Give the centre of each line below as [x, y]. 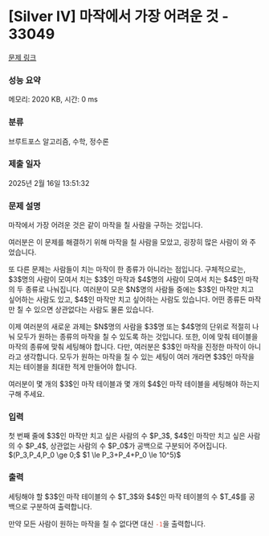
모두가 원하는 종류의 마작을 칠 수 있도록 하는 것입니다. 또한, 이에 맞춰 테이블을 [137, 337]
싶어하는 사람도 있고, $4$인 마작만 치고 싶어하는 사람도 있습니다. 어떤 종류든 [127, 299]
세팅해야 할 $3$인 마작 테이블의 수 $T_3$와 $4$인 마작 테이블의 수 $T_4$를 [128, 497]
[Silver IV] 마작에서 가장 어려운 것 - [118, 16]
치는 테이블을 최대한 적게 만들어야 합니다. [73, 367]
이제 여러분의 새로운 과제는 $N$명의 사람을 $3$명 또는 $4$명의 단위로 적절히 [130, 327]
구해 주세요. [27, 394]
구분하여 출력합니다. [61, 506]
